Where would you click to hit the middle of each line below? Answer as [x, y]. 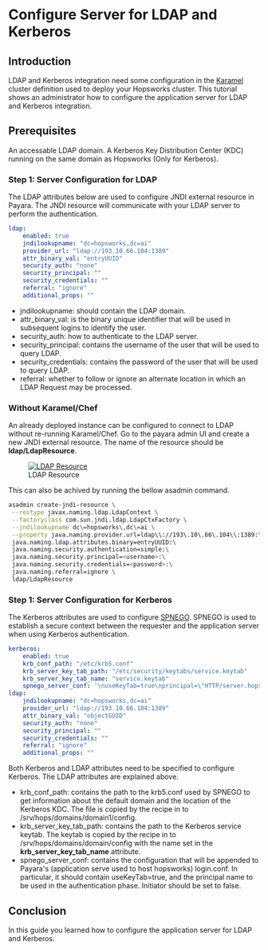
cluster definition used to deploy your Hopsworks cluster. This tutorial [123, 89]
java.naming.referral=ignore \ [63, 572]
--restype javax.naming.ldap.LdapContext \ [85, 513]
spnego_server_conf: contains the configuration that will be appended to [139, 860]
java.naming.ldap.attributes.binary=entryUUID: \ [94, 542]
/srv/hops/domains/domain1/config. [78, 818]
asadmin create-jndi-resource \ [62, 505]
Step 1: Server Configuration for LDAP [83, 179]
